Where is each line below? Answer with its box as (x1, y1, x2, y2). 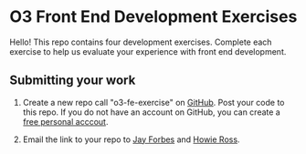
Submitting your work (9, 73, 136, 88)
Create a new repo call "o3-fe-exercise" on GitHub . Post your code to (22, 97, 285, 108)
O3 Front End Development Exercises (9, 6, 298, 27)
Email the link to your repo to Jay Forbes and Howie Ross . (22, 134, 240, 145)
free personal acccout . (22, 116, 109, 127)
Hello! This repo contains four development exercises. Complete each (9, 36, 272, 47)
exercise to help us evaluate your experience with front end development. (9, 46, 287, 56)
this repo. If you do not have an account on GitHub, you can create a (22, 107, 280, 118)
